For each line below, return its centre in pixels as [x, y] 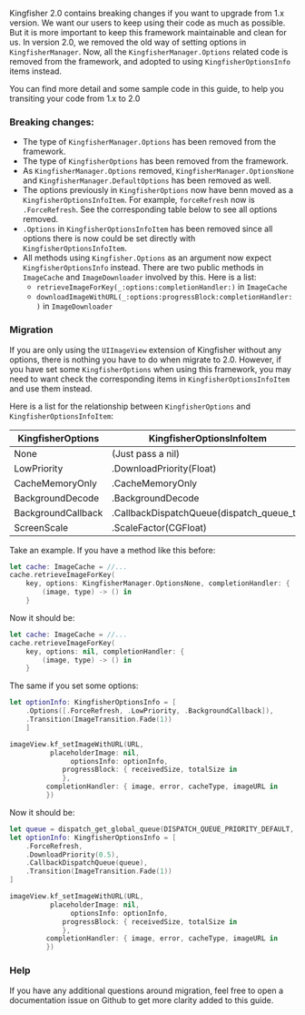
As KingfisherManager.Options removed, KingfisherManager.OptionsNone [158, 171]
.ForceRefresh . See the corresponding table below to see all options [150, 209]
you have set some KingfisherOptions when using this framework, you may [151, 369]
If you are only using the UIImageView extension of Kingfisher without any [146, 350]
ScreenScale [41, 527]
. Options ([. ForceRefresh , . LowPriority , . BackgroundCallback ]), [150, 711]
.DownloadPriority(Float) [164, 468]
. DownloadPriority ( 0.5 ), [73, 855]
